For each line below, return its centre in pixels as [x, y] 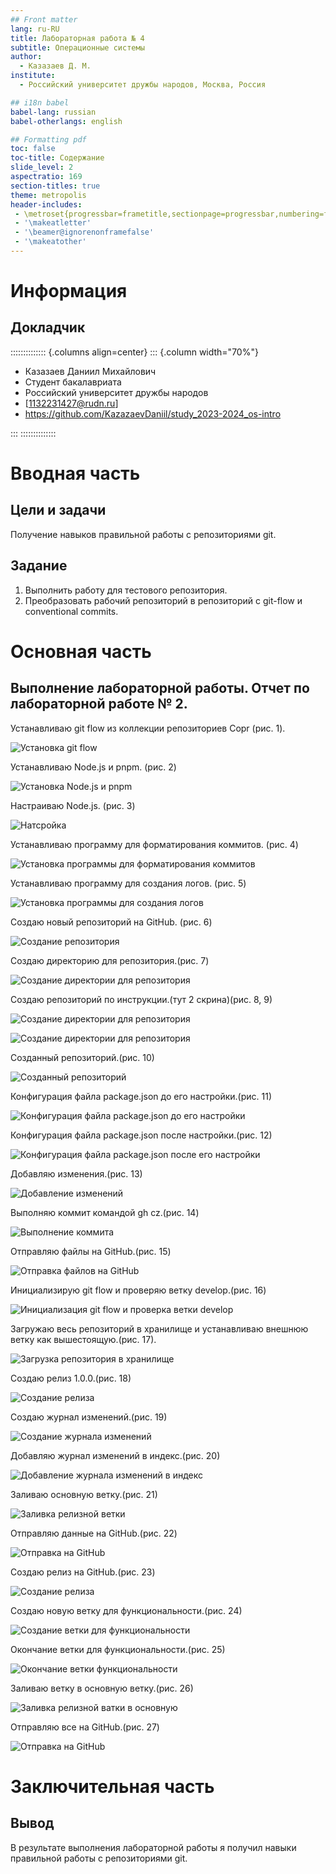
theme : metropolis [48, 195]
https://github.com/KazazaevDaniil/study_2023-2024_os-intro [153, 413]
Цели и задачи [58, 510]
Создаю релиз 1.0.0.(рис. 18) [71, 1378]
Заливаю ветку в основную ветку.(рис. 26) [102, 1688]
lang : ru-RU [35, 29]
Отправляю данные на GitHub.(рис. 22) [94, 1533]
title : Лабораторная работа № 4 [77, 38]
